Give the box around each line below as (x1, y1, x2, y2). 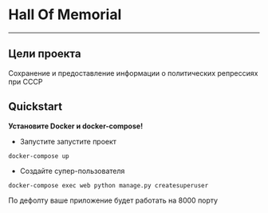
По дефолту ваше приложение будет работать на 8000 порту (8, 195, 218, 205)
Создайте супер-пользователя (19, 166, 125, 176)
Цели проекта (8, 47, 81, 61)
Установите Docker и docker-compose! (8, 121, 144, 131)
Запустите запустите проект (19, 136, 117, 146)
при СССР (8, 77, 43, 86)
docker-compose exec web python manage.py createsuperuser (8, 181, 209, 189)
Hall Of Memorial (8, 6, 122, 24)
